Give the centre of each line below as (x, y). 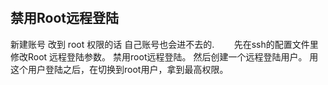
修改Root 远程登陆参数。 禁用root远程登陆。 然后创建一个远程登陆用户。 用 (164, 56)
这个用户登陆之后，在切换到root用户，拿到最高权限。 (119, 69)
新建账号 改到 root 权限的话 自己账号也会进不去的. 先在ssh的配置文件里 (164, 44)
